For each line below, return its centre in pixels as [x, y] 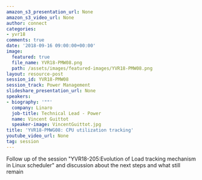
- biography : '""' [29, 102]
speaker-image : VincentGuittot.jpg [57, 125]
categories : [21, 29]
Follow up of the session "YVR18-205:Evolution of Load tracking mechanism [101, 159]
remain [15, 172]
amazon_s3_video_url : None [40, 18]
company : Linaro [32, 108]
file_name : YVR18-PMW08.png [47, 62]
